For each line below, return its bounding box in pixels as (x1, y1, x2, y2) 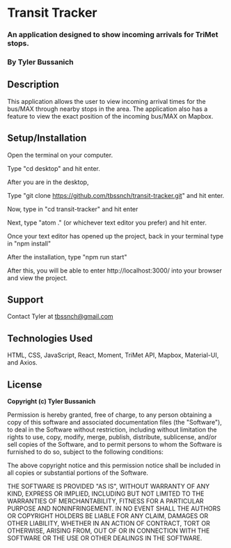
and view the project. (7, 273, 68, 282)
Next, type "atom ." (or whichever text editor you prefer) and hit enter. (7, 218, 207, 227)
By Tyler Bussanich (7, 57, 74, 67)
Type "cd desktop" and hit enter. (7, 164, 101, 172)
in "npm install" (7, 239, 51, 248)
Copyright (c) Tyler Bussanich (7, 397, 96, 406)
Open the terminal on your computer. (7, 151, 113, 159)
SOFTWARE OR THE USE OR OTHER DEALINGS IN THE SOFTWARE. (7, 534, 202, 542)
